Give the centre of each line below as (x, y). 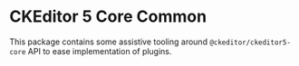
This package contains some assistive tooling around (109, 42)
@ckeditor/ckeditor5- (251, 42)
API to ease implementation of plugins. (100, 51)
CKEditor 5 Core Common (108, 17)
